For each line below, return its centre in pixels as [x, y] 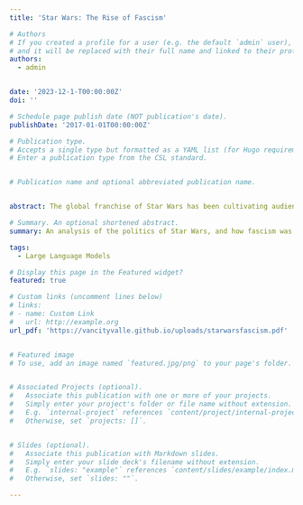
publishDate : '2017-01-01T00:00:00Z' [80, 125]
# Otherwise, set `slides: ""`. [74, 479]
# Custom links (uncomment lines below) [87, 297]
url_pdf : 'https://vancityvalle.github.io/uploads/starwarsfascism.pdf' [149, 331]
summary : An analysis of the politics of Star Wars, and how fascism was [151, 231]
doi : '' [24, 100]
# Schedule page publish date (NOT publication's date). [119, 117]
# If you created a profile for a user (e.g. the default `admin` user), [151, 42]
